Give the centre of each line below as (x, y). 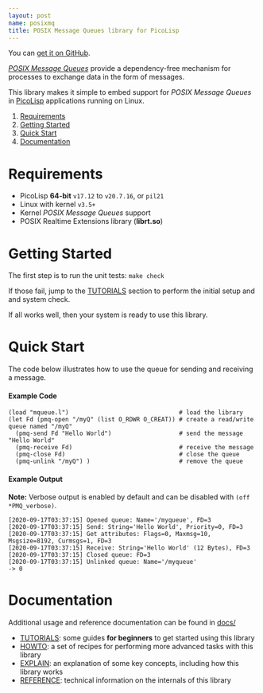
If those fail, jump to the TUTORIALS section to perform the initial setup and (132, 291)
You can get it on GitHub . (49, 53)
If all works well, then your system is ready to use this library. (108, 315)
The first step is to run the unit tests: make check (86, 276)
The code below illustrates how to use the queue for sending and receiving (131, 369)
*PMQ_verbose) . (33, 505)
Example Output (36, 479)
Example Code (33, 396)
